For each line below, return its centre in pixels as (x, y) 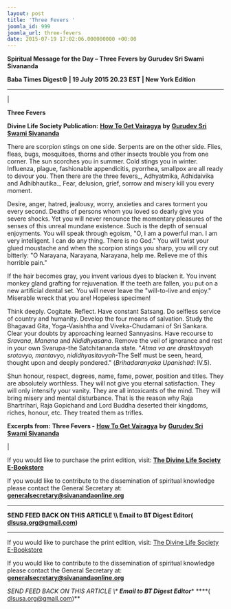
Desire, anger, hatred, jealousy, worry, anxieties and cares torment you (107, 204)
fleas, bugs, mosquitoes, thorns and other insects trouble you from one (108, 154)
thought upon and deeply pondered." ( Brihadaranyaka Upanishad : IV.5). (109, 363)
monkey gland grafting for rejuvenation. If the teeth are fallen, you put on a (112, 283)
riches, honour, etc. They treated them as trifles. (76, 413)
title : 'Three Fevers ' (41, 20)
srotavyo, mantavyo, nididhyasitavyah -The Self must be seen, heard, (105, 355)
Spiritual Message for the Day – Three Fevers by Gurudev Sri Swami (106, 59)
